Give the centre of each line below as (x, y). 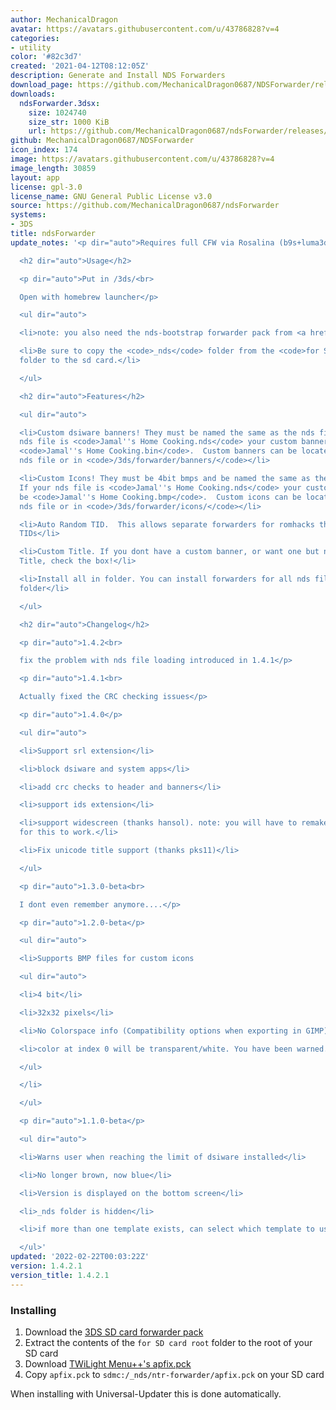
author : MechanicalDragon (64, 19)
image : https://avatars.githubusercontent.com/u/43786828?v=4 (142, 159)
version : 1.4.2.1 (46, 1266)
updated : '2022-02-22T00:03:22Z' (80, 1257)
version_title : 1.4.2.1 (60, 1275)
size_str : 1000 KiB (69, 122)
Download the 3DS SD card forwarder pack (114, 1332)
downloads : (33, 94)
